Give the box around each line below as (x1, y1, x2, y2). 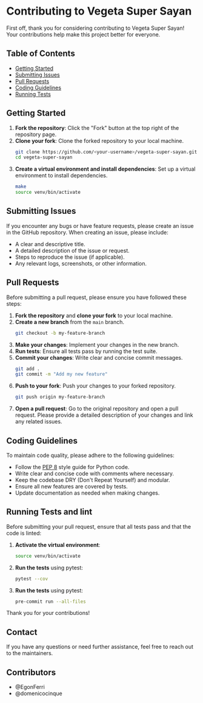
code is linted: (6, 529, 42, 537)
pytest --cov (15, 575, 48, 581)
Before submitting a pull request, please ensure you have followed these (6, 293, 187, 301)
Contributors (6, 667, 56, 677)
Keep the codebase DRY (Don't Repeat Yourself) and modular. (15, 476, 171, 484)
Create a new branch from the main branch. (15, 318, 125, 326)
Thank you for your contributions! (6, 609, 90, 617)
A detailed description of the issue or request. (15, 247, 130, 254)
